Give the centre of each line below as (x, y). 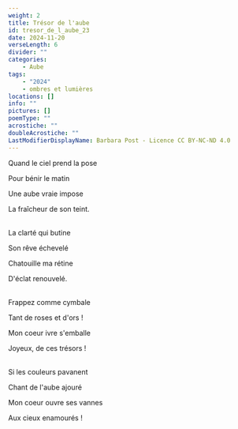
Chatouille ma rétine (41, 263)
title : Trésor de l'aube (49, 23)
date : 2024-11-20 (37, 38)
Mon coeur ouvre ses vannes (56, 402)
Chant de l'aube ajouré (45, 387)
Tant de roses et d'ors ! (46, 318)
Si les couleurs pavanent (48, 371)
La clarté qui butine (39, 232)
